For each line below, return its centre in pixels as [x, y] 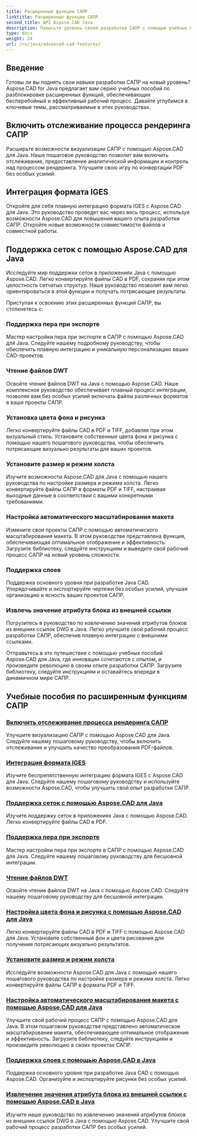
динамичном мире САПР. [38, 678]
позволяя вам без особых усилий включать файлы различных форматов [97, 396]
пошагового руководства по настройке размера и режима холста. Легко [98, 978]
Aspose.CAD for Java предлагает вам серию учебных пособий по [88, 88]
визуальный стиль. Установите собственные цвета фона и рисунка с [92, 437]
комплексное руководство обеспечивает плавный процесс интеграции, [97, 390]
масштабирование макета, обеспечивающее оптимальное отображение [98, 1032]
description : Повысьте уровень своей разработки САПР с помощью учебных [97, 28]
